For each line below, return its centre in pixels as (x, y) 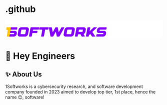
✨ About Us (23, 74)
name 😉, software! (25, 97)
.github (20, 9)
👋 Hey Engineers (40, 56)
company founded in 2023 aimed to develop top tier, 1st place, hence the (80, 91)
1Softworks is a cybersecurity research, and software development (74, 86)
